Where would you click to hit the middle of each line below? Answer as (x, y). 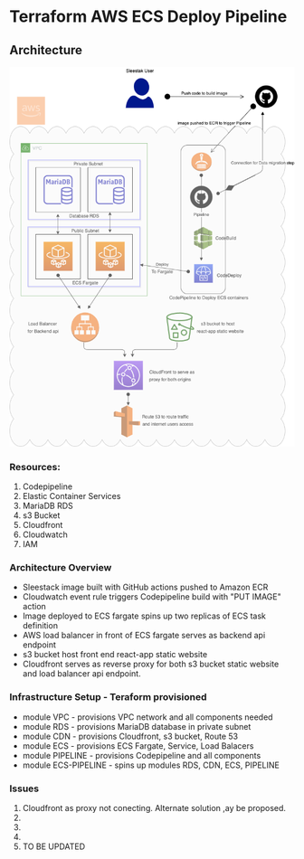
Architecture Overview (61, 567)
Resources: (35, 467)
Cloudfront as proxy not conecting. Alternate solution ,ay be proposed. (154, 807)
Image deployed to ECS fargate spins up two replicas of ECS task (144, 616)
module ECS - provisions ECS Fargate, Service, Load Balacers (138, 746)
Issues (24, 788)
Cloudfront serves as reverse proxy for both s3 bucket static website (151, 664)
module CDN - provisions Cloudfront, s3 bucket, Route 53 (130, 736)
